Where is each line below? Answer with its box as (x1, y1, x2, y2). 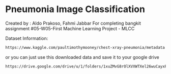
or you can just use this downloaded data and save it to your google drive (5, 54, 159, 60)
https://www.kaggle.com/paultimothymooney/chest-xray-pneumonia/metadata (5, 45, 165, 50)
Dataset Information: (5, 35, 48, 41)
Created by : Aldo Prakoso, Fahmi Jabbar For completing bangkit (5, 20, 141, 26)
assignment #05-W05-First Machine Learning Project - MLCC (5, 25, 135, 31)
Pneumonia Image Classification (5, 4, 145, 15)
